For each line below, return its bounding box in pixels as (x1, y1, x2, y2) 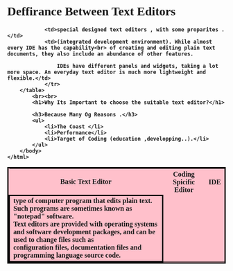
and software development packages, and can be (13, 228, 156, 236)
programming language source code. (13, 251, 121, 260)
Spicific (173, 177, 196, 186)
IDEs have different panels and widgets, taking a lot (56, 62, 218, 69)
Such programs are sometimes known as (13, 204, 132, 213)
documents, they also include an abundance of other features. (7, 50, 194, 58)
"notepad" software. (13, 212, 74, 220)
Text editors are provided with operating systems (13, 220, 158, 229)
